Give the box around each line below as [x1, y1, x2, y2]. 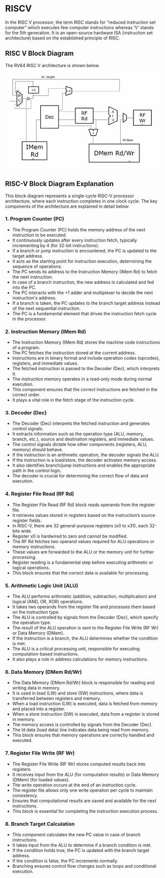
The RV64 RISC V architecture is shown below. [5, 62, 100, 68]
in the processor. [12, 316, 47, 322]
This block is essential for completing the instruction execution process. [12, 808, 159, 814]
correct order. [12, 392, 40, 398]
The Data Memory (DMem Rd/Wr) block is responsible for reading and [12, 680, 155, 686]
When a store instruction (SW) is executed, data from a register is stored [12, 711, 160, 717]
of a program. [12, 345, 40, 351]
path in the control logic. [12, 468, 62, 474]
